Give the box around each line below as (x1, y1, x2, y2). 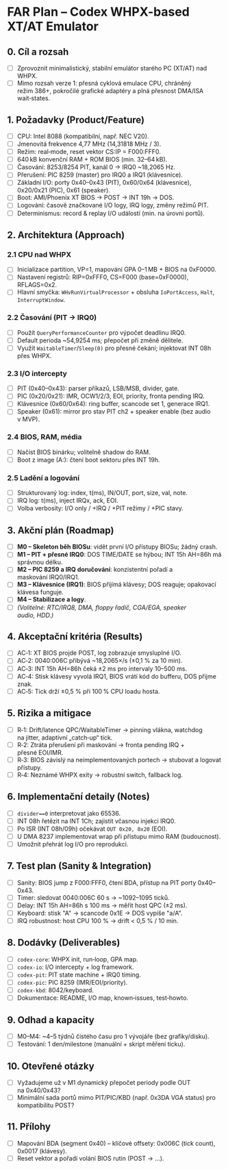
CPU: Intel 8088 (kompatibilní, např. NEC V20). (16, 131, 149, 140)
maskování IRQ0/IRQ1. (16, 573, 80, 581)
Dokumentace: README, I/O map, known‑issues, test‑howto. (16, 994, 189, 1002)
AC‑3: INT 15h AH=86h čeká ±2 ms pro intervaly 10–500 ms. (16, 664, 187, 673)
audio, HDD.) (16, 611, 54, 619)
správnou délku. (16, 558, 63, 566)
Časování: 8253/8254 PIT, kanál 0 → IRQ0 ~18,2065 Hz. (16, 163, 176, 171)
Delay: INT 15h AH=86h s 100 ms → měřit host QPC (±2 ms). (16, 901, 188, 909)
